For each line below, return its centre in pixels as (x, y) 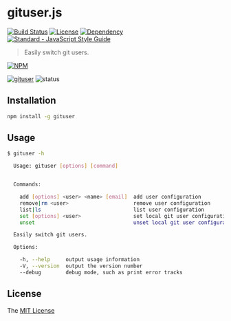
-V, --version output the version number (81, 266)
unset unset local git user (107, 222)
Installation (32, 101)
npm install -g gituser (41, 116)
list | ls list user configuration (112, 210)
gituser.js (35, 13)
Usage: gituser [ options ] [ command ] (66, 166)
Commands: (27, 185)
